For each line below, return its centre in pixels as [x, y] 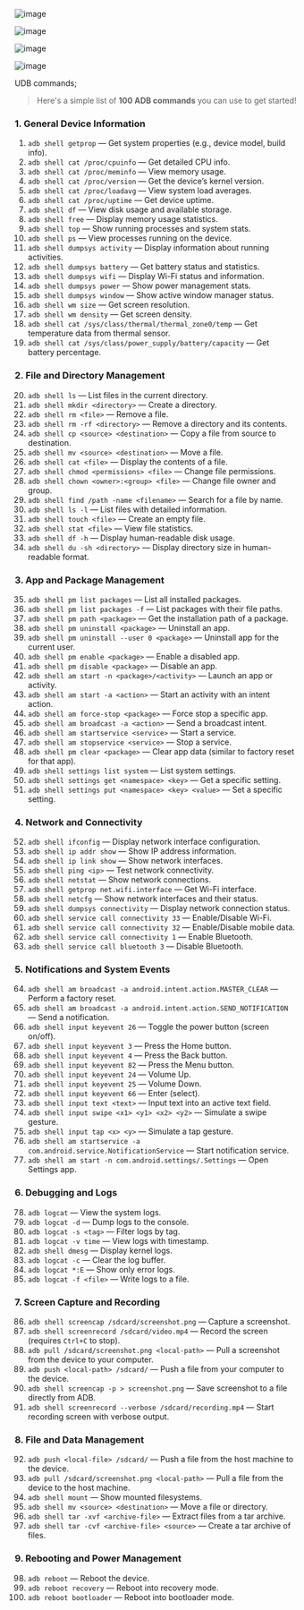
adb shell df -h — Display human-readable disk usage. [131, 538]
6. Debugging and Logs [66, 1193]
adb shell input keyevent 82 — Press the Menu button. [131, 1065]
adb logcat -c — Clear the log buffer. [97, 1260]
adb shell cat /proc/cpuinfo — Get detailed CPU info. [129, 162]
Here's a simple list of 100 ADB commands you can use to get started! [167, 100]
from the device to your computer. [91, 1359]
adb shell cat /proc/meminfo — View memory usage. [127, 172]
